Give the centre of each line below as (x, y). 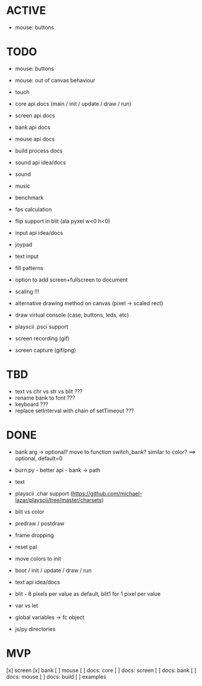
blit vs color (30, 512)
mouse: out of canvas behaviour (55, 80)
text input (27, 256)
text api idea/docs (37, 582)
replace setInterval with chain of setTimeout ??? (74, 411)
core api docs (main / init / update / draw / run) (73, 104)
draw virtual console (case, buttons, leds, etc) (72, 315)
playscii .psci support (41, 326)
